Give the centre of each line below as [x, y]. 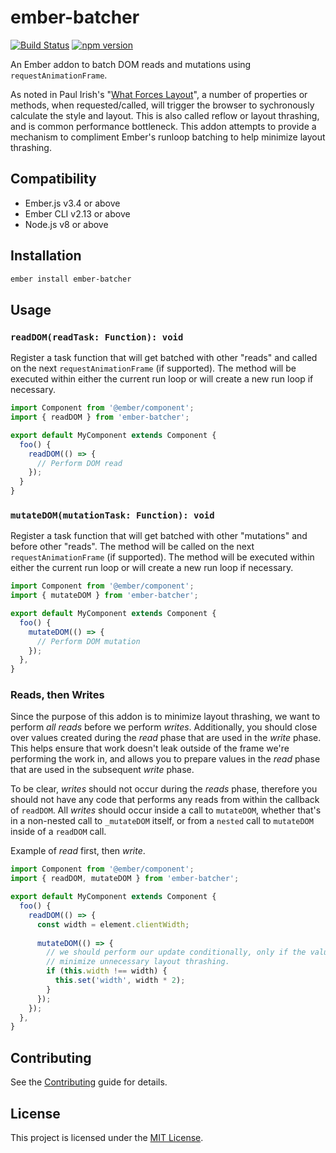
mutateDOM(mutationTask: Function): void [112, 515]
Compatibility [53, 179]
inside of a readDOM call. [58, 832]
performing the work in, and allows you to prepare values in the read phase [165, 759]
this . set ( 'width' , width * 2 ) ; [120, 981]
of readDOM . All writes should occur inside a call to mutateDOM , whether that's [166, 810]
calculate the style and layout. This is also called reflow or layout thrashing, [165, 115]
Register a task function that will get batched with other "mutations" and [159, 536]
